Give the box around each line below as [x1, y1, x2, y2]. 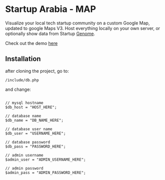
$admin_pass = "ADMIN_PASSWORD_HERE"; [5, 170, 86, 175]
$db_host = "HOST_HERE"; [5, 105, 57, 110]
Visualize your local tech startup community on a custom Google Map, [5, 20, 150, 26]
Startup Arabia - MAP [5, 3, 96, 15]
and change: [5, 86, 31, 92]
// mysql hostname [5, 100, 43, 105]
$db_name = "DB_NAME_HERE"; [5, 118, 64, 123]
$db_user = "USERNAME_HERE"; [5, 131, 66, 136]
